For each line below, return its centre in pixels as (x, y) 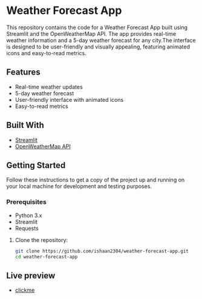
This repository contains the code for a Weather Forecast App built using (97, 27)
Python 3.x (28, 215)
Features (23, 72)
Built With (25, 125)
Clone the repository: (41, 240)
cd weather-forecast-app (46, 257)
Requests (27, 228)
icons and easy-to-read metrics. (46, 53)
